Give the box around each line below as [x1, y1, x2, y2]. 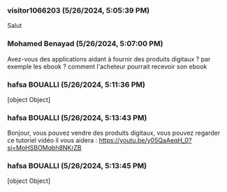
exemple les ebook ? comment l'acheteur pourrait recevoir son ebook [7, 62, 207, 71]
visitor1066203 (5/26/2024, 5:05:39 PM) [7, 6, 150, 15]
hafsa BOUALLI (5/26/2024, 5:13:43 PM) [7, 112, 147, 122]
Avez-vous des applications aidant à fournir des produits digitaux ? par [7, 54, 211, 63]
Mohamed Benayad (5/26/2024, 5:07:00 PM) [7, 39, 163, 49]
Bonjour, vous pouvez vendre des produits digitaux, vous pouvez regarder [7, 128, 221, 138]
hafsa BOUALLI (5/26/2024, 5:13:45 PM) [7, 161, 147, 171]
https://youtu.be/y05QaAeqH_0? [98, 136, 192, 145]
